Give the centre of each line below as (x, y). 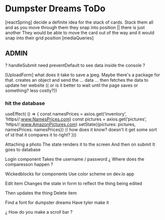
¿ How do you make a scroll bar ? (39, 212)
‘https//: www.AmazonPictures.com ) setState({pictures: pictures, (70, 125)
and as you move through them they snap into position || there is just (75, 27)
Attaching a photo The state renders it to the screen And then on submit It (80, 144)
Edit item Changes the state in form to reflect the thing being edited (74, 184)
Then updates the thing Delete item (41, 193)
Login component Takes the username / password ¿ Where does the (75, 159)
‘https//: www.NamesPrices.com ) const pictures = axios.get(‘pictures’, (76, 119)
